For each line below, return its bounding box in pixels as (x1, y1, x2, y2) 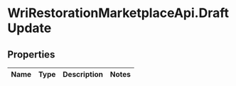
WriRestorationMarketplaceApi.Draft (7, 5, 230, 21)
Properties (7, 48, 55, 60)
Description (63, 70, 103, 79)
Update (7, 20, 52, 36)
